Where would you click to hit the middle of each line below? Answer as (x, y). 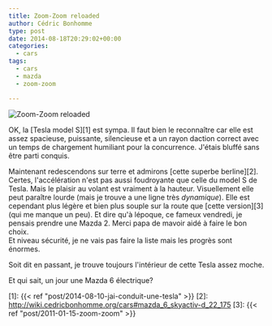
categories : (28, 46)
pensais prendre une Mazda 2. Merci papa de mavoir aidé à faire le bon (128, 223)
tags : (17, 62)
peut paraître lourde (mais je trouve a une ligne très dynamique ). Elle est (129, 197)
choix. (19, 231)
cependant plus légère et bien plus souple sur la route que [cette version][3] (136, 206)
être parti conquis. (39, 156)
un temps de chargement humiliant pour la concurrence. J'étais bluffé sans (134, 147)
